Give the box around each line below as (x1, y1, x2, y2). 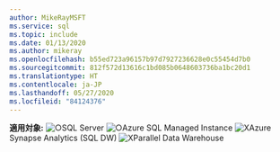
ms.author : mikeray (9, 47, 83, 56)
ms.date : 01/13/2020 (9, 38, 87, 48)
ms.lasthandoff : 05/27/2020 (9, 88, 115, 97)
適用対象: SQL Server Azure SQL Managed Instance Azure (9, 122, 272, 133)
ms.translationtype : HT (9, 72, 99, 81)
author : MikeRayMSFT (9, 13, 87, 22)
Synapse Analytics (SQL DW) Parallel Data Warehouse (9, 132, 224, 144)
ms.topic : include (9, 30, 78, 39)
